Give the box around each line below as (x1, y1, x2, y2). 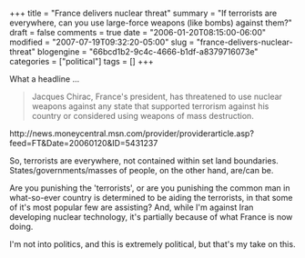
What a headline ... (9, 74, 80, 84)
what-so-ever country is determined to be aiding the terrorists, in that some (9, 193, 293, 203)
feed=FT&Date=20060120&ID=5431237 (9, 138, 158, 148)
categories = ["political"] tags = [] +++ (9, 56, 154, 66)
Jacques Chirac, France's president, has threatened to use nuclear (31, 91, 282, 102)
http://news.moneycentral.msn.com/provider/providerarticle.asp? (9, 128, 255, 139)
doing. (9, 222, 34, 232)
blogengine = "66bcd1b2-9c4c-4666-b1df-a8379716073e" (37, 46, 259, 57)
